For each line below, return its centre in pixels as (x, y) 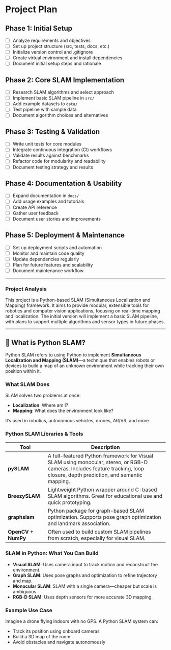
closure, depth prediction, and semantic (95, 475)
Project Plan (31, 9)
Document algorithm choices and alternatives (60, 115)
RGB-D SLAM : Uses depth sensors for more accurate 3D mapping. (83, 597)
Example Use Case (29, 610)
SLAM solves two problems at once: (43, 395)
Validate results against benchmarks (51, 155)
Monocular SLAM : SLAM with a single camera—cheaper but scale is (84, 586)
